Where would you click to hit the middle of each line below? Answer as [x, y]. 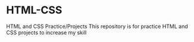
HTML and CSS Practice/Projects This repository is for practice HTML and [97, 26]
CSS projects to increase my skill [46, 32]
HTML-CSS [34, 10]
